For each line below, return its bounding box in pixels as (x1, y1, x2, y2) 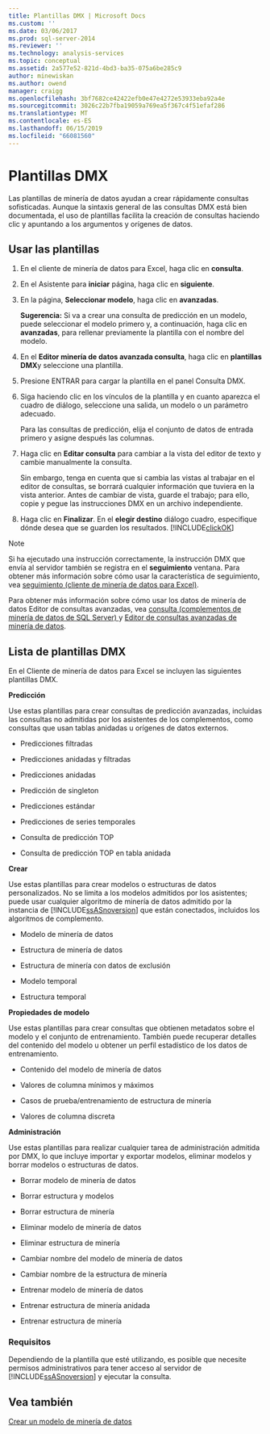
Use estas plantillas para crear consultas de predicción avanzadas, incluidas (8, 706, 263, 716)
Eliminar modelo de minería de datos (19, 1223, 142, 1232)
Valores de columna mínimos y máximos (19, 1081, 155, 1090)
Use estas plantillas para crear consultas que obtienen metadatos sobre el (8, 1023, 255, 1033)
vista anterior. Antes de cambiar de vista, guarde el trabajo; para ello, (19, 490, 250, 500)
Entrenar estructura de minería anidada (19, 1301, 151, 1311)
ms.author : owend (8, 79, 67, 87)
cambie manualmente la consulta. (19, 458, 132, 467)
